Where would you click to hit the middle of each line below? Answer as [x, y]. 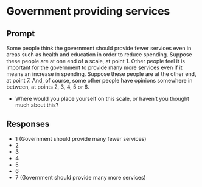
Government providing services [88, 11]
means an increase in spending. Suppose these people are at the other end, [101, 74]
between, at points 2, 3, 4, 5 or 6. [48, 87]
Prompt [21, 34]
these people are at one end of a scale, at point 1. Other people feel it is [96, 61]
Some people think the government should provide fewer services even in [99, 48]
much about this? [37, 105]
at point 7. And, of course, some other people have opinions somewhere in [99, 80]
